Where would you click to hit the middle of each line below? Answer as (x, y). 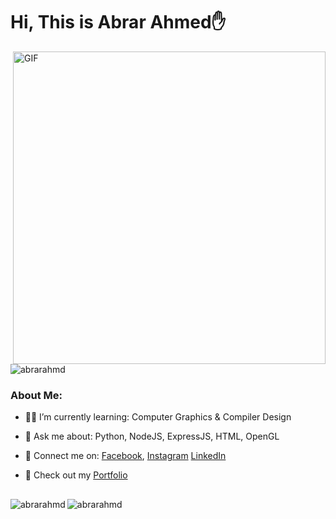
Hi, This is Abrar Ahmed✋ (118, 22)
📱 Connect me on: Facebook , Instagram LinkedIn (125, 456)
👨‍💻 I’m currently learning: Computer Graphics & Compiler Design (158, 417)
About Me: (36, 395)
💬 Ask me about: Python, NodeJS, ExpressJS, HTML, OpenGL (152, 436)
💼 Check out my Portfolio (76, 475)
